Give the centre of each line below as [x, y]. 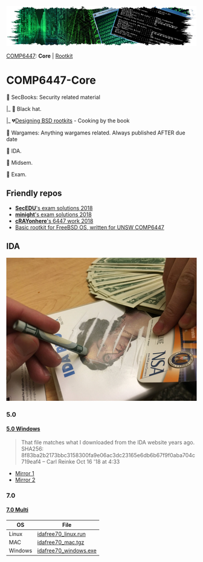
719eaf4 [31, 461]
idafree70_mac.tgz [61, 542]
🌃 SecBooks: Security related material [53, 98]
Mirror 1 [24, 473]
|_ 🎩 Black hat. [24, 109]
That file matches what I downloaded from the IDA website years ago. [108, 442]
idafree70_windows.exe [67, 550]
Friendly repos [34, 193]
